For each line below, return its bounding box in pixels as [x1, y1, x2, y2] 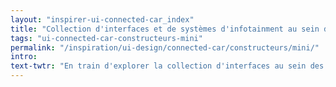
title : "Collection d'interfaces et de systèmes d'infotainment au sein [10, 24, 320, 34]
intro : [10, 52, 38, 62]
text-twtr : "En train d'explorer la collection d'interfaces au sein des [10, 61, 325, 71]
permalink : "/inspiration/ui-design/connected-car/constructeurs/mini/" [10, 42, 320, 53]
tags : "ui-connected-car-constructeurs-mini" [10, 33, 203, 43]
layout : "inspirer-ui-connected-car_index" [10, 14, 195, 25]
